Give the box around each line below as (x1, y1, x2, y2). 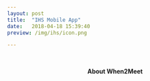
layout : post (7, 10, 45, 17)
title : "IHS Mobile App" (7, 16, 81, 23)
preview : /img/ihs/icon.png (7, 29, 88, 36)
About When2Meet (87, 67, 143, 76)
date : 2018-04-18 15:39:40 (7, 23, 90, 30)
